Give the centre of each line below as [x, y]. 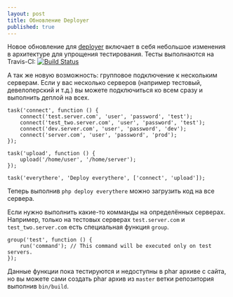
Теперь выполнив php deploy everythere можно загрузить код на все [111, 191]
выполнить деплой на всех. [48, 98]
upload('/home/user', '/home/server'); [78, 160]
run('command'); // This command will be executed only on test [116, 246]
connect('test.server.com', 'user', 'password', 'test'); [106, 117]
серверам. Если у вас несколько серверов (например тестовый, [105, 83]
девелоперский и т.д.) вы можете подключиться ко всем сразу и [105, 90]
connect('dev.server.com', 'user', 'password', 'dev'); [104, 129]
